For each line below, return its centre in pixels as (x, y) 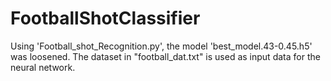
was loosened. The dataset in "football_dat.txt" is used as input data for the (165, 56)
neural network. (43, 67)
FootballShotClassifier (105, 18)
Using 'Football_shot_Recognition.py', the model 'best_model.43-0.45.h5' (161, 46)
